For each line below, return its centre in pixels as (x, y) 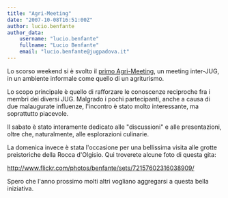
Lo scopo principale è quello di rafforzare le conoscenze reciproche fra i (109, 91)
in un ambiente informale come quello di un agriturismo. (86, 78)
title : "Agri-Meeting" (39, 13)
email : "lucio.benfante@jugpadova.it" (74, 52)
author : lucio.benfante (41, 26)
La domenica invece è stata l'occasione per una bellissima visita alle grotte (112, 147)
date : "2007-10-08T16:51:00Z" (50, 20)
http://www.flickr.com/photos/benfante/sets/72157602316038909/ (101, 168)
